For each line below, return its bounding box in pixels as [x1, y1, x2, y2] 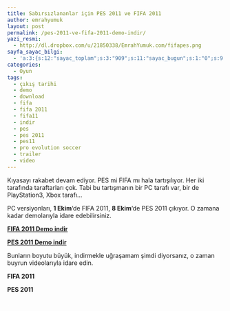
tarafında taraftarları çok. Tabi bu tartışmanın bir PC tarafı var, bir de [7, 183, 200, 191]
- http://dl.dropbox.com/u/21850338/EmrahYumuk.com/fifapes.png [13, 42, 202, 49]
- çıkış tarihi [13, 81, 57, 87]
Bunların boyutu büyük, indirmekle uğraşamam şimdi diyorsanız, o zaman [7, 251, 215, 259]
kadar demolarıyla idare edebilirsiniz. [7, 211, 112, 219]
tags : [7, 74, 23, 81]
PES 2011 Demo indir [7, 238, 67, 246]
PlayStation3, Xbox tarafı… [7, 191, 83, 199]
